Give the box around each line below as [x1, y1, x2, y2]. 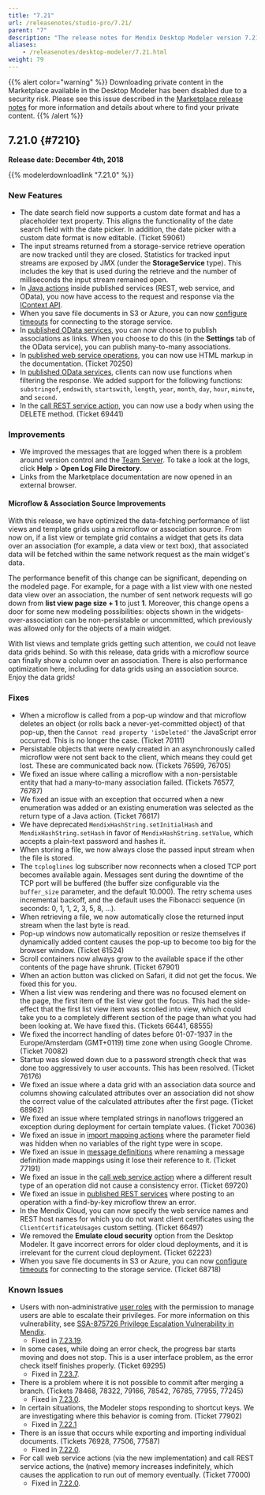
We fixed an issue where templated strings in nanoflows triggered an [19, 1113, 244, 1123]
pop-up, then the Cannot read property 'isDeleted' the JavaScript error [19, 727, 257, 736]
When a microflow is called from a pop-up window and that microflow [19, 710, 247, 720]
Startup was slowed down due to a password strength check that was [19, 1054, 247, 1064]
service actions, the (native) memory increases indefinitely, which [19, 1462, 234, 1471]
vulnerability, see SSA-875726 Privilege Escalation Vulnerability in [19, 1319, 234, 1328]
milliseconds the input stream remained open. [19, 274, 169, 284]
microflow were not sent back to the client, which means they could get [19, 752, 252, 762]
